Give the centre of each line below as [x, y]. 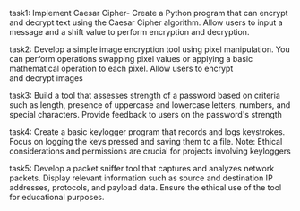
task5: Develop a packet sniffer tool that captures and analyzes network [142, 168]
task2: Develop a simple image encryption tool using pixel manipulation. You [150, 49]
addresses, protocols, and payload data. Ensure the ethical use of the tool [146, 187]
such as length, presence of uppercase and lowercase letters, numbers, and [150, 105]
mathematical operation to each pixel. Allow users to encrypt [121, 68]
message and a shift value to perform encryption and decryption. [129, 32]
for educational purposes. [57, 197]
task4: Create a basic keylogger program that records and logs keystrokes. [147, 132]
